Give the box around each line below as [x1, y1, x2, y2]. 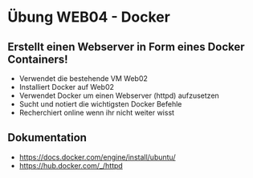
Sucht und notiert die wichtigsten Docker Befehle [18, 99, 182, 108]
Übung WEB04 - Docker [7, 8, 170, 26]
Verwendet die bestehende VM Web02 [18, 74, 148, 83]
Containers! [7, 52, 69, 66]
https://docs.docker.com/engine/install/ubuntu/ [18, 152, 176, 162]
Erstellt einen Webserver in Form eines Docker [7, 40, 246, 54]
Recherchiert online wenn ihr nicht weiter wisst [18, 108, 174, 117]
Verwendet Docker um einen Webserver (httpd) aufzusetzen [18, 91, 220, 100]
